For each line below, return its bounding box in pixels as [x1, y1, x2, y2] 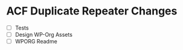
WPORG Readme [14, 38, 57, 45]
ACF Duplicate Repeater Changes [6, 4, 178, 18]
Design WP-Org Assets [14, 31, 72, 38]
